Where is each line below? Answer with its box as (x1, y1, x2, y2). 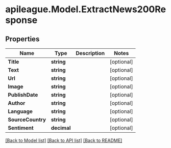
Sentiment (8, 125, 34, 131)
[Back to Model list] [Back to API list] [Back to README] (5, 137, 123, 143)
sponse (5, 14, 38, 26)
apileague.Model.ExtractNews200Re (5, 4, 166, 15)
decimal (51, 125, 71, 131)
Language (8, 108, 33, 115)
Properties (5, 35, 40, 43)
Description (76, 50, 105, 56)
